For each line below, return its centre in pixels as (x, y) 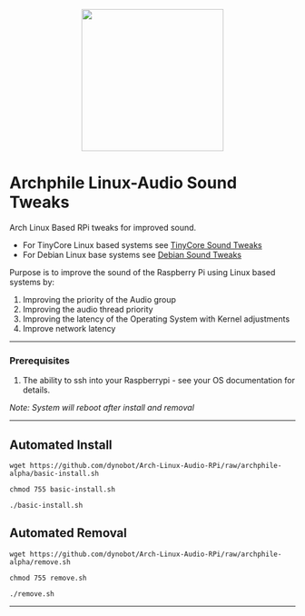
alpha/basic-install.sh (54, 474)
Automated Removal (68, 533)
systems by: (32, 282)
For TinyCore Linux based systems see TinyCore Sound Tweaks (142, 244)
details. (36, 390)
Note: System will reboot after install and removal (102, 408)
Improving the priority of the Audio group (99, 299)
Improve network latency (69, 328)
